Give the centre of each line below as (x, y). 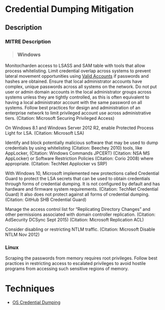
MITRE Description (28, 42)
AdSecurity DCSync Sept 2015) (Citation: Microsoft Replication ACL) (75, 219)
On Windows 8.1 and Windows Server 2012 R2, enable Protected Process (80, 128)
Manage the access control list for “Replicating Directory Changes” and (78, 209)
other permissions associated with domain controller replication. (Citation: (80, 214)
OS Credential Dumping (36, 303)
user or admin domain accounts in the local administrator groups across (78, 92)
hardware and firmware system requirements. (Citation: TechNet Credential (82, 189)
